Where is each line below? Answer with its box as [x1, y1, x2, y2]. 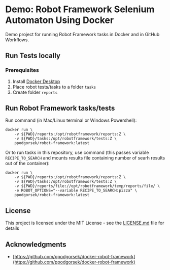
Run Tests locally [5, 51, 61, 60]
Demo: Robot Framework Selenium [5, 4, 155, 15]
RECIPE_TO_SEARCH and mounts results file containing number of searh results [5, 155, 165, 161]
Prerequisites [5, 67, 39, 74]
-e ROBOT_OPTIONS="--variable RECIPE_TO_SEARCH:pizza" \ [14, 188, 138, 193]
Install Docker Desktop [12, 78, 60, 85]
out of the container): [5, 160, 50, 167]
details [5, 225, 19, 231]
